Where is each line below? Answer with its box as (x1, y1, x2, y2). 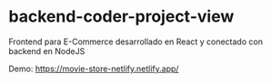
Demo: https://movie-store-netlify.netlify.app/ (8, 63, 179, 74)
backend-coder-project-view (8, 6, 235, 27)
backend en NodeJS (8, 45, 86, 56)
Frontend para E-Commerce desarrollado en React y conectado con (8, 36, 263, 47)
